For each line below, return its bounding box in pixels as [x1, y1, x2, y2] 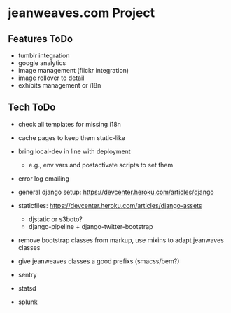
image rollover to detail [17, 74, 85, 82]
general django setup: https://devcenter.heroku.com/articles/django [17, 188, 214, 196]
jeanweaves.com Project [8, 5, 155, 21]
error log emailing [17, 174, 69, 183]
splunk [17, 298, 38, 306]
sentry [17, 270, 37, 279]
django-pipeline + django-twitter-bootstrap [28, 222, 153, 230]
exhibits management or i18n [17, 81, 101, 89]
